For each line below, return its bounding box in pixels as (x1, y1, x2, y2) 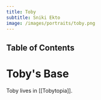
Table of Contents (6, 42, 75, 53)
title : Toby (6, 8, 36, 15)
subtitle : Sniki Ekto (6, 15, 61, 21)
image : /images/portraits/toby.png (6, 20, 96, 26)
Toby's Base (6, 67, 69, 81)
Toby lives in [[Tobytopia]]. (6, 87, 73, 94)
